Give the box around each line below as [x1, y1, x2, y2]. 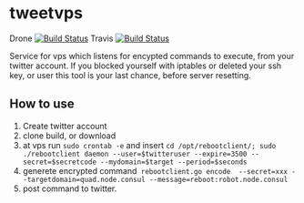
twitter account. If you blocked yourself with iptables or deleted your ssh [9, 60, 282, 71]
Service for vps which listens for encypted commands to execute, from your [9, 50, 295, 61]
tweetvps [9, 3, 84, 24]
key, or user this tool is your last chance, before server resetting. [9, 69, 252, 80]
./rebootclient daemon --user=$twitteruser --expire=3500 [22, 149, 248, 158]
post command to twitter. [22, 183, 117, 194]
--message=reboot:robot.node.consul [148, 175, 289, 184]
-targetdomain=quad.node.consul [22, 175, 146, 184]
